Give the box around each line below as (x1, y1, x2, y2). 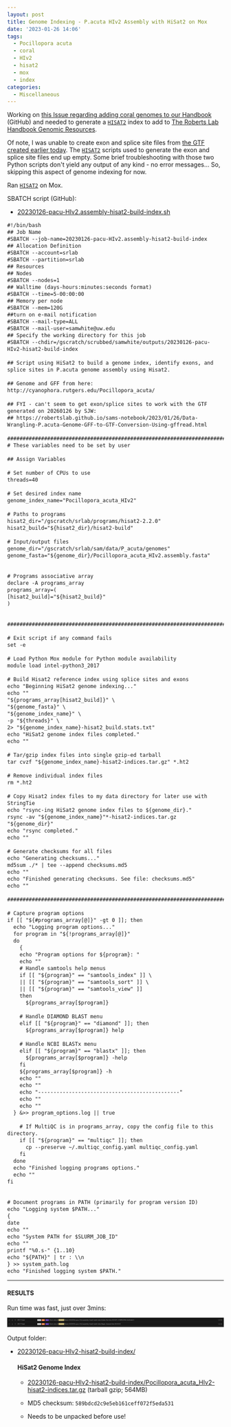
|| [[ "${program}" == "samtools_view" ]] (19, 986, 143, 993)
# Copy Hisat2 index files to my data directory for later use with (7, 793, 208, 800)
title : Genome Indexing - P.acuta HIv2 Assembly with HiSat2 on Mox (7, 18, 208, 25)
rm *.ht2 (7, 780, 32, 786)
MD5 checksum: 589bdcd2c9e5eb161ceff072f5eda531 (27, 1399, 174, 1407)
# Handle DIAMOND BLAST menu (19, 1013, 103, 1020)
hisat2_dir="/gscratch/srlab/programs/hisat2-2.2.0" (7, 518, 162, 525)
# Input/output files (7, 539, 69, 546)
